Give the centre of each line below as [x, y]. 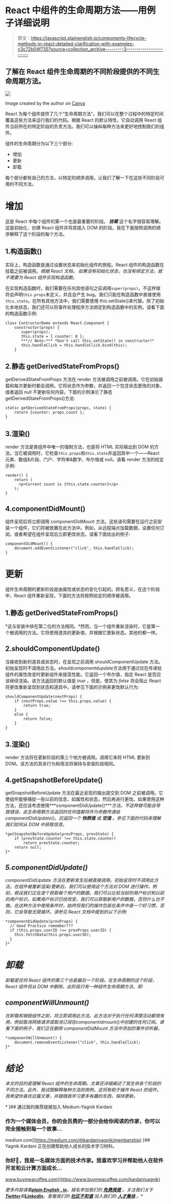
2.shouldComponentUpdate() [52, 649]
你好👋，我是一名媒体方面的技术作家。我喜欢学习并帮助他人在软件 [84, 1160]
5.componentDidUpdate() [47, 867]
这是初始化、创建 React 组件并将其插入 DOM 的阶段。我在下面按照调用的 [81, 227]
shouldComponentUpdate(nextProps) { [44, 696]
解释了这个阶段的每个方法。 [38, 234]
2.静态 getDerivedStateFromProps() [62, 366]
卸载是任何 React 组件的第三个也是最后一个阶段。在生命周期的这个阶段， [81, 980]
